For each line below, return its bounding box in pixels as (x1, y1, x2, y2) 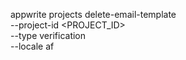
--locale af (10, 40, 55, 52)
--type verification (10, 30, 87, 41)
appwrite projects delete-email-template (10, 9, 177, 20)
